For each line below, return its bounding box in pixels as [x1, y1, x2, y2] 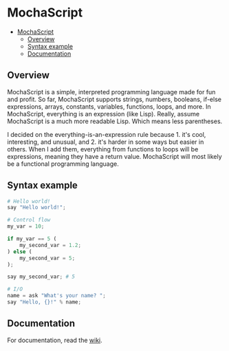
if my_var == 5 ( [7, 235, 57, 242]
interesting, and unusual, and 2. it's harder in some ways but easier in [7, 138, 204, 146]
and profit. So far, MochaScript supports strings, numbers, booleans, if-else [7, 95, 222, 103]
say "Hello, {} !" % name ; [7, 299, 81, 306]
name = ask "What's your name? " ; [7, 292, 107, 299]
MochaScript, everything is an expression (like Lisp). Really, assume [7, 109, 200, 118]
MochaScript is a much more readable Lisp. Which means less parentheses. [7, 117, 223, 125]
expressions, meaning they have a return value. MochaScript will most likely [7, 152, 222, 160]
